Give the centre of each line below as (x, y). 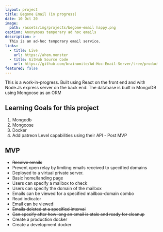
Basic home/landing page (38, 178)
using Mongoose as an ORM (33, 93)
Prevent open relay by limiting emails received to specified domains (79, 167)
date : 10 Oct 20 (21, 19)
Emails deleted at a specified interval (49, 209)
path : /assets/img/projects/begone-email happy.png (63, 28)
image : (12, 23)
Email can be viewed (33, 204)
